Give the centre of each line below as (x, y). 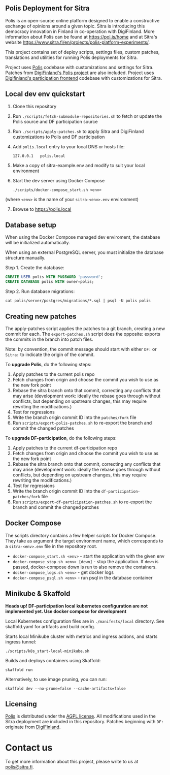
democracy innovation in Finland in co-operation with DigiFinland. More (80, 31)
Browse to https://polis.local (42, 209)
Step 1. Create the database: (35, 268)
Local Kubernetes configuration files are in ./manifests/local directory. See (85, 621)
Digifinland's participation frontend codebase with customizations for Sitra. (84, 78)
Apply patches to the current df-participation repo (65, 448)
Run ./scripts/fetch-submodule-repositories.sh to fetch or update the (87, 116)
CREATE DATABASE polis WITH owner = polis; (50, 282)
